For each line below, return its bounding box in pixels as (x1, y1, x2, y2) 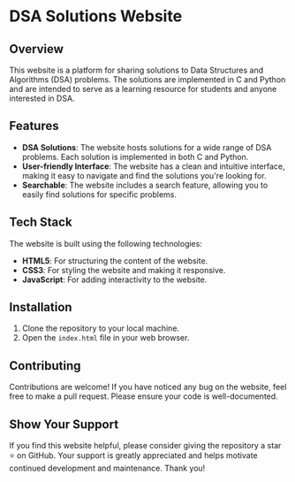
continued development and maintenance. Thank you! (9, 463, 206, 474)
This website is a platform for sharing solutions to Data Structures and (9, 65, 264, 75)
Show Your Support (9, 417, 119, 432)
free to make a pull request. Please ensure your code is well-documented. (9, 391, 278, 402)
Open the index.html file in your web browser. (21, 333, 190, 343)
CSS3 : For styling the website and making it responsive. (21, 264, 226, 275)
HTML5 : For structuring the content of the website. (21, 255, 208, 266)
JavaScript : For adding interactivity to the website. (21, 274, 208, 285)
